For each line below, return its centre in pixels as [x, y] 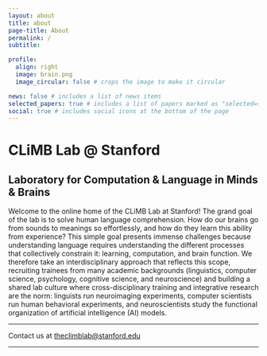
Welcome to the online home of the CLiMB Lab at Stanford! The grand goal [130, 211]
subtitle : [25, 45]
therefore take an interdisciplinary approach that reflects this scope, [120, 262]
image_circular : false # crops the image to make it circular [120, 82]
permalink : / [30, 38]
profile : [23, 60]
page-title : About [39, 30]
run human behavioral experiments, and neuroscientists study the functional [133, 304]
